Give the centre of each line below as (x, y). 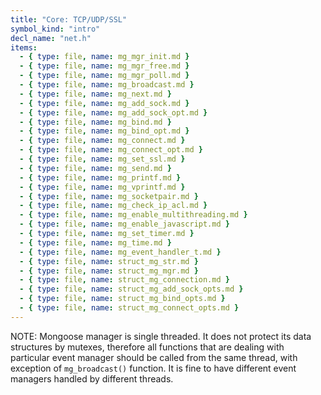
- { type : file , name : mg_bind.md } (95, 122)
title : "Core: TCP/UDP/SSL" (69, 19)
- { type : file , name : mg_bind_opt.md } (104, 131)
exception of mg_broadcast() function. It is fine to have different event (153, 368)
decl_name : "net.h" (51, 38)
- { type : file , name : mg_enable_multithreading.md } (133, 215)
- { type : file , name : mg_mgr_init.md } (104, 57)
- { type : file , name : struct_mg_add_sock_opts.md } (131, 289)
